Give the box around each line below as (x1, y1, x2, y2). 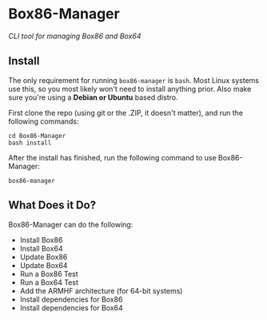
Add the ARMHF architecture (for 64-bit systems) (19, 286, 183, 295)
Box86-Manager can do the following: (8, 219, 133, 229)
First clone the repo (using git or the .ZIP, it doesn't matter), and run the (8, 108, 244, 117)
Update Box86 (19, 252, 68, 262)
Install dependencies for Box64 (19, 302, 124, 312)
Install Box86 (19, 235, 63, 244)
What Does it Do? (8, 199, 97, 212)
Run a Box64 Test (19, 277, 78, 287)
